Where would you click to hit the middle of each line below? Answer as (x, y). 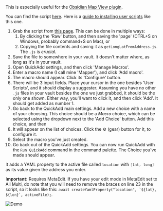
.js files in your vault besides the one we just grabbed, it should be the (84, 93)
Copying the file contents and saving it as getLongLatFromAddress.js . (89, 46)
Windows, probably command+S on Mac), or (65, 41)
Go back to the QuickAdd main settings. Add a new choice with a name (84, 108)
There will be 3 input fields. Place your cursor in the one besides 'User (83, 83)
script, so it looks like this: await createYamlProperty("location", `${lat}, (81, 189)
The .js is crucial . (38, 52)
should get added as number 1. (44, 103)
